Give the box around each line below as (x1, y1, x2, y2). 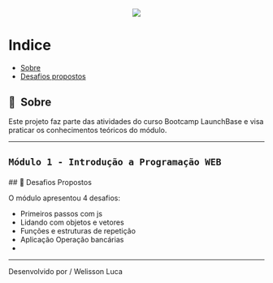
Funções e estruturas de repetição (19, 226, 136, 236)
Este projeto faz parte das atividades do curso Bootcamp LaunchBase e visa (8, 116, 264, 126)
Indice (8, 36, 51, 54)
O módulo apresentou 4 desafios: (8, 193, 120, 203)
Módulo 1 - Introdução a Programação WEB (8, 157, 222, 168)
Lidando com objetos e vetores (19, 217, 124, 227)
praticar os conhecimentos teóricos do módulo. (8, 125, 167, 135)
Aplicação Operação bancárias (19, 235, 124, 245)
